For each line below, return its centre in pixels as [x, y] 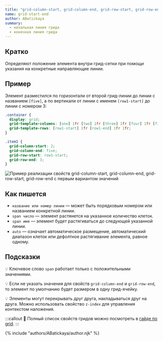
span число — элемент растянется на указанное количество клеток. [83, 216]
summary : [14, 23]
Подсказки [23, 257]
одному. [21, 242]
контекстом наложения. [30, 309]
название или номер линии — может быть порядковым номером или [82, 206]
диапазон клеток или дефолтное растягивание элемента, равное [80, 237]
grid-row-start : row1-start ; [39, 155]
